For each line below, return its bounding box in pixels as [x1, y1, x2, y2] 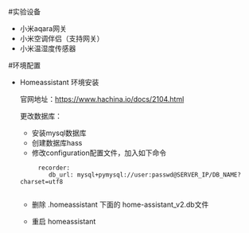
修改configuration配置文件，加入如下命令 [31, 148, 167, 157]
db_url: [49, 171, 74, 179]
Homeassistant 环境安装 [19, 78, 99, 87]
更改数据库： [19, 111, 62, 121]
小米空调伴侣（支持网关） [19, 34, 104, 43]
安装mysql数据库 [31, 128, 87, 138]
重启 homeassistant [31, 217, 96, 226]
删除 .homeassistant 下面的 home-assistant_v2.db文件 [31, 200, 209, 209]
